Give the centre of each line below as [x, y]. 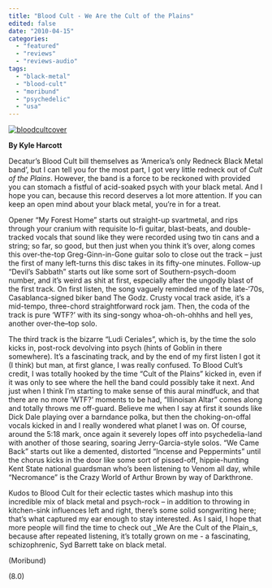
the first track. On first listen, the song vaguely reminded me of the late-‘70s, [136, 289]
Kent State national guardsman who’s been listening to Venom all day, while [134, 469]
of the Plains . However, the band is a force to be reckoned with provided [130, 179]
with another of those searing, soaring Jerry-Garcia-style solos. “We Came [134, 443]
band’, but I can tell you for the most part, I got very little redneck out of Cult [135, 170]
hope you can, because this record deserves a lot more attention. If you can [135, 196]
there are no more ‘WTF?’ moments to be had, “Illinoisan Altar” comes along [135, 400]
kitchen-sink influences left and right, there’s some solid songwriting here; [132, 510]
